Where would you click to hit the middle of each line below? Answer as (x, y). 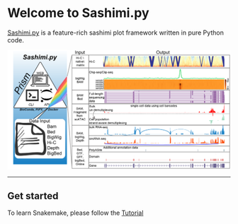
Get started (33, 196)
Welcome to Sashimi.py (79, 13)
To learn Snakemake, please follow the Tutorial (75, 213)
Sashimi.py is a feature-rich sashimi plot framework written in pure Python (116, 33)
